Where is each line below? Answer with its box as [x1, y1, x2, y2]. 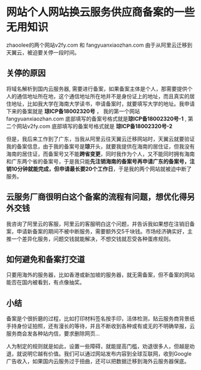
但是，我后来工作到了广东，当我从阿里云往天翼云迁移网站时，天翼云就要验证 [6, 135, 195, 142]
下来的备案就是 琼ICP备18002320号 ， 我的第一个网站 [6, 107, 141, 114]
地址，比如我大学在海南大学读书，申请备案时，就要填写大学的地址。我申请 [11, 100, 195, 107]
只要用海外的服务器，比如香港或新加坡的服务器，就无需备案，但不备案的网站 [6, 271, 195, 278]
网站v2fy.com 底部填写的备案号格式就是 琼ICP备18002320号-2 [16, 122, 172, 129]
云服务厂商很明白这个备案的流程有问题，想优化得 [6, 192, 187, 202]
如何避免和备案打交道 [6, 254, 85, 264]
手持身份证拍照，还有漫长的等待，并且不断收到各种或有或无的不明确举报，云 [6, 323, 195, 330]
